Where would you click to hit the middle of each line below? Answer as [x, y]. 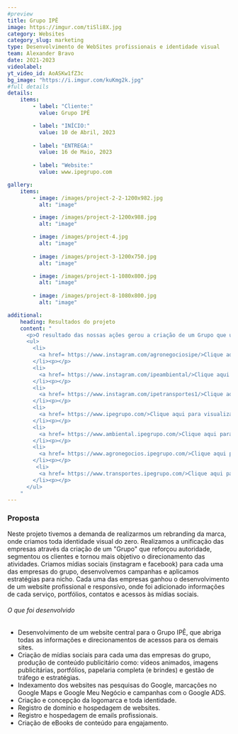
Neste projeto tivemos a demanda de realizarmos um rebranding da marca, [117, 534]
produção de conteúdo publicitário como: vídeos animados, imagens [118, 662]
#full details [28, 87]
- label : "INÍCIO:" [62, 126]
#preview [20, 14]
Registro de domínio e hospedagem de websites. [89, 708]
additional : [25, 315]
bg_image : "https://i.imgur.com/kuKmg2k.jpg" [75, 80]
